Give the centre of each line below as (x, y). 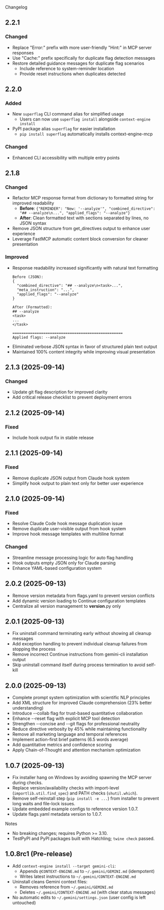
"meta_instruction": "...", (46, 290)
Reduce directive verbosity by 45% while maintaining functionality (79, 729)
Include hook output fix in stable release (53, 438)
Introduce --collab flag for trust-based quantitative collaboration (77, 713)
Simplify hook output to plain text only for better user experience (78, 483)
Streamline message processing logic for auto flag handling (73, 557)
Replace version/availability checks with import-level (66, 788)
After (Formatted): (32, 307)
